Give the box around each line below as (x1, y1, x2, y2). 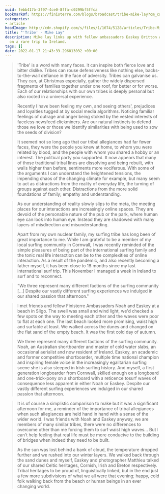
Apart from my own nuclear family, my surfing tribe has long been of (17, 231, 156, 237)
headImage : (5, 26, 27, 31)
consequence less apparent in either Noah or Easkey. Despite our (17, 380, 150, 386)
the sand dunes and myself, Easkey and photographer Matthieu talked (17, 457, 159, 463)
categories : (5, 16, 29, 21)
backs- (145, 67, 160, 73)
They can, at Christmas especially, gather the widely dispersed (17, 77, 145, 84)
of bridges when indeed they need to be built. (17, 437, 110, 443)
